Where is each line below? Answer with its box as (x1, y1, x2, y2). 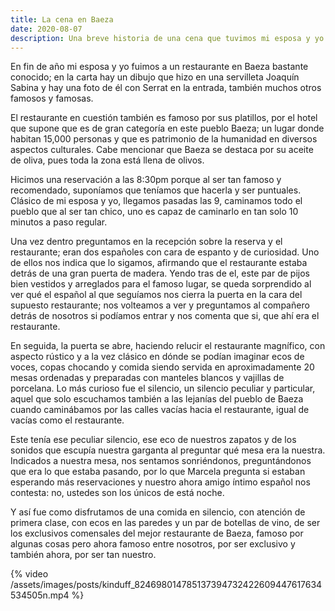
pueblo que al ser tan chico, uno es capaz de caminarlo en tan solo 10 (10, 206, 299, 218)
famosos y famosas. (10, 92, 94, 105)
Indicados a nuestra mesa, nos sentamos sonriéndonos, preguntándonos (10, 455, 312, 467)
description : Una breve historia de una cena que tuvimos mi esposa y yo (10, 33, 325, 43)
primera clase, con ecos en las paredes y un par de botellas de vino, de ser (10, 517, 321, 529)
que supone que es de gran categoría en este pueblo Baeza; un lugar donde (10, 122, 325, 135)
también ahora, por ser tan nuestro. (10, 549, 157, 561)
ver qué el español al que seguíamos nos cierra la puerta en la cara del (10, 289, 303, 301)
